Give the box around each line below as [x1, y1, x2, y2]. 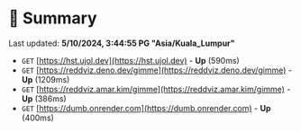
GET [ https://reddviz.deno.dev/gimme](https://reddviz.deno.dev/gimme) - [21, 65, 293, 75]
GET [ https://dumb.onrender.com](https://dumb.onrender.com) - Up [21, 102, 271, 113]
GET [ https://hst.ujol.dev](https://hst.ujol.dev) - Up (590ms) [21, 55, 240, 65]
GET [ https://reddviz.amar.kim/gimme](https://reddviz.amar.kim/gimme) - [21, 83, 291, 94]
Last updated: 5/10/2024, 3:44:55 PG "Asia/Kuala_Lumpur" [8, 38, 235, 48]
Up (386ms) [21, 93, 67, 104]
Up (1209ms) [21, 74, 70, 84]
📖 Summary [8, 8, 97, 29]
